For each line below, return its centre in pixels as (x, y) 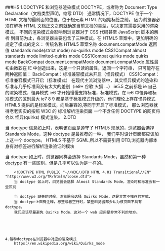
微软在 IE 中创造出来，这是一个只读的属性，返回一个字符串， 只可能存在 (86, 68)
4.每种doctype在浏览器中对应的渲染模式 (41, 239)
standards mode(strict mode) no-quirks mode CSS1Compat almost (79, 50)
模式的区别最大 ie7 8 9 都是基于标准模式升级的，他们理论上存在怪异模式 (82, 99)
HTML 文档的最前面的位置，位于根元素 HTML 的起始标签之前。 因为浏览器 (81, 19)
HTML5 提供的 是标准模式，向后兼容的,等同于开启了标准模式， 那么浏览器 (80, 105)
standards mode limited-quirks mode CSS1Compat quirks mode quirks (77, 56)
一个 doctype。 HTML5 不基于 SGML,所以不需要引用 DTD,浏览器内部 (83, 140)
